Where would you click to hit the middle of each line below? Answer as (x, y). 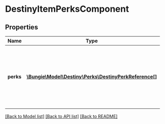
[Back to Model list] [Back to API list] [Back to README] (61, 116)
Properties (22, 27)
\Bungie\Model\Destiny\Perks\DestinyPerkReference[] (92, 77)
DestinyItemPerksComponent (67, 9)
